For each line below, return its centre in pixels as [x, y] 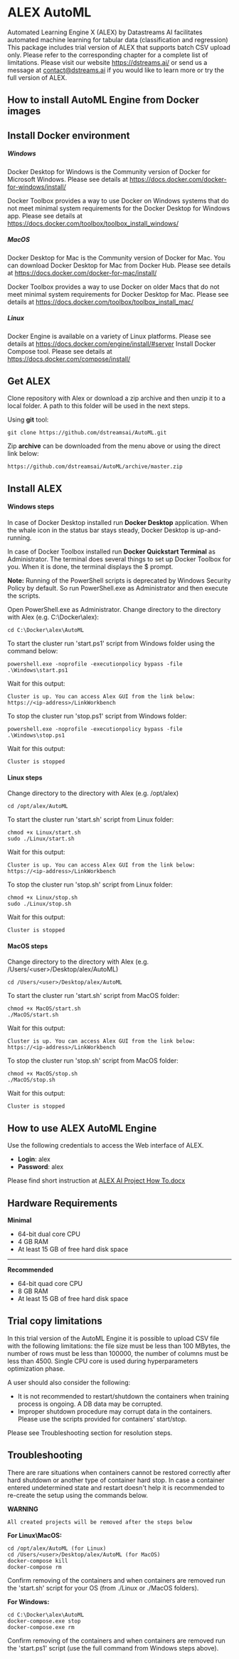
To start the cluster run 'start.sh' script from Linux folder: [91, 820]
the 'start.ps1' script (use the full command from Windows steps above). [113, 1648]
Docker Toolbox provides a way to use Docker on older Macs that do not [113, 287]
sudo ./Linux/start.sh [41, 839]
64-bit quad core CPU [50, 1284]
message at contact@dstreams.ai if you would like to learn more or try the [116, 70]
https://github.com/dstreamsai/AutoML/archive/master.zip [95, 467]
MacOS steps [28, 946]
